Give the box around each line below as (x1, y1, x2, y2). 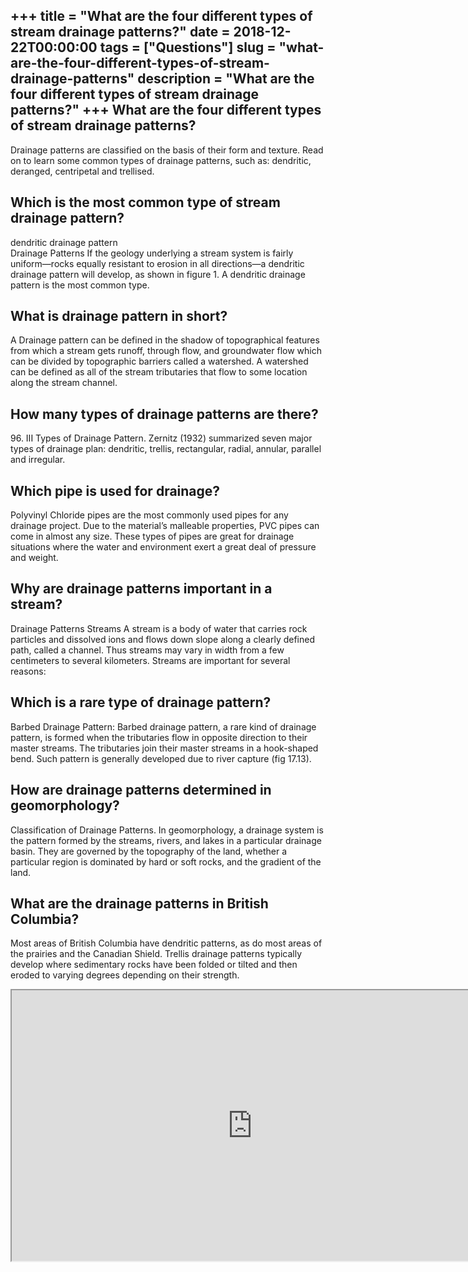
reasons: (10, 665, 47, 677)
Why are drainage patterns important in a (10, 580, 273, 598)
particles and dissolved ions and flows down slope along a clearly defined (10, 633, 316, 645)
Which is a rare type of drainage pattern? (10, 694, 272, 711)
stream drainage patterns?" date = (10, 24, 231, 41)
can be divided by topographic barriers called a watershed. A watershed (10, 355, 309, 368)
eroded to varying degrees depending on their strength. (10, 969, 240, 981)
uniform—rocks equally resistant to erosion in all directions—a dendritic (10, 257, 305, 269)
